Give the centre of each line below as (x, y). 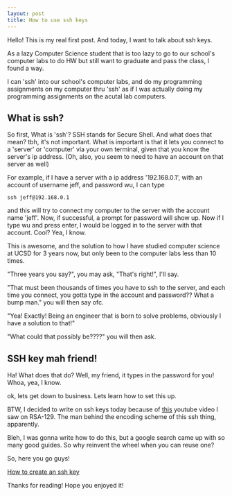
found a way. (26, 68)
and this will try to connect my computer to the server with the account (108, 211)
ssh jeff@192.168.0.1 (38, 198)
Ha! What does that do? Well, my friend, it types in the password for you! (111, 375)
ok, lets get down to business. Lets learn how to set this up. (92, 396)
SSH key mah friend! (52, 358)
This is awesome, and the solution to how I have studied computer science (114, 246)
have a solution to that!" (41, 323)
